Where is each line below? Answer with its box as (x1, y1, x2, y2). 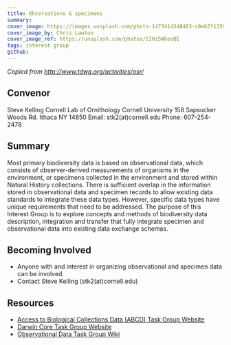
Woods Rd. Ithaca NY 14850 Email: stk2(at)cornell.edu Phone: (7, 113, 182, 121)
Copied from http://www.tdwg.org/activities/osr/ (7, 67, 144, 76)
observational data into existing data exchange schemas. (7, 224, 168, 233)
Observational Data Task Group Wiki (16, 330, 120, 338)
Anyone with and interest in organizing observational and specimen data (16, 262, 222, 271)
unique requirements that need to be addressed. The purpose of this (7, 202, 201, 211)
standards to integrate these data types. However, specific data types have (7, 195, 220, 203)
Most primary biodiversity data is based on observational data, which (7, 158, 203, 167)
